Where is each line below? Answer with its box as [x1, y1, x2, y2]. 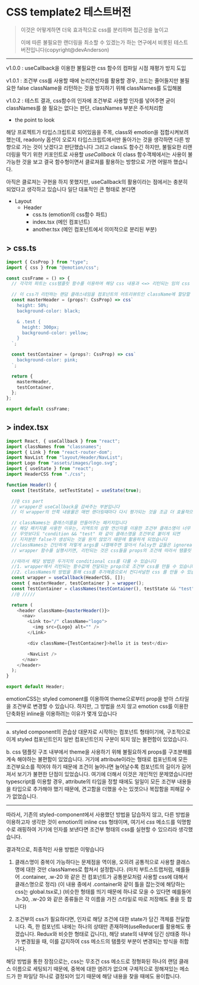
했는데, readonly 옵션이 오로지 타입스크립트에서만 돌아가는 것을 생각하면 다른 [6, 136, 184, 143]
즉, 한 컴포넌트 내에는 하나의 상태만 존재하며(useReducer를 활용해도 [27, 923, 185, 930]
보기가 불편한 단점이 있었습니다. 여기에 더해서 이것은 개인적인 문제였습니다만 [17, 771, 193, 778]
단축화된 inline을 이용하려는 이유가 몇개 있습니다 [6, 710, 117, 717]
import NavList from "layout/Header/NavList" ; [6, 455, 123, 460]
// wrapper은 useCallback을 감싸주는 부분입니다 [11, 504, 120, 510]
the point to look [14, 116, 55, 123]
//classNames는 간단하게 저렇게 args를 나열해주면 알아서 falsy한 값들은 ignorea [11, 542, 192, 548]
